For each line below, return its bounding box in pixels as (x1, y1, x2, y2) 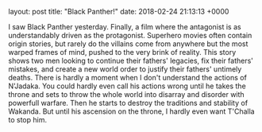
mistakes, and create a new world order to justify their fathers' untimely (8, 64, 242, 74)
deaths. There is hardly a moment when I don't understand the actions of (8, 73, 248, 82)
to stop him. (8, 115, 48, 124)
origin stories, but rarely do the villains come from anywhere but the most (8, 39, 249, 49)
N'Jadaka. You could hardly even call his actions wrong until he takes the (8, 81, 246, 91)
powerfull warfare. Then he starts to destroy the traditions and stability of (8, 99, 249, 107)
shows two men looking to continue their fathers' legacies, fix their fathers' (8, 56, 254, 65)
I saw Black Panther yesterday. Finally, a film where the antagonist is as (8, 22, 241, 31)
